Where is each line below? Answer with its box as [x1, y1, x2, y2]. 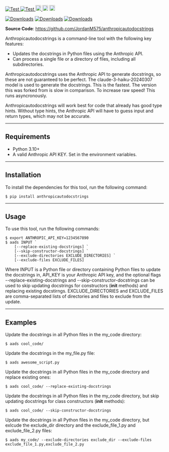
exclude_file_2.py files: [5, 428, 52, 434]
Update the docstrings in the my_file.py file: [5, 350, 96, 356]
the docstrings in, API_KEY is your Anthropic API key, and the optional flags [5, 272, 161, 278]
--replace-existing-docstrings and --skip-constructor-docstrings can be [5, 277, 155, 283]
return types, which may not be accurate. [5, 113, 91, 119]
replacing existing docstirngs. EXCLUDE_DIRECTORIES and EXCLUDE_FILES [5, 288, 163, 294]
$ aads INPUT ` [5, 240, 37, 245]
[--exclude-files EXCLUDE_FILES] [14, 258, 84, 263]
